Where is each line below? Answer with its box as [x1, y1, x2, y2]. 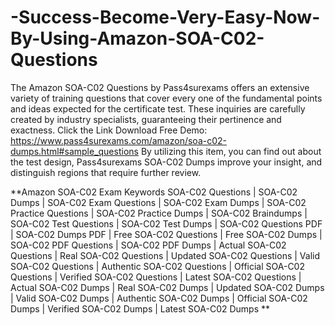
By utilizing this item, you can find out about [140, 145, 322, 157]
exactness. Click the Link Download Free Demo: [10, 124, 208, 136]
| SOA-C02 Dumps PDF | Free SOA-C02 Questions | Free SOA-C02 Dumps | [10, 228, 323, 240]
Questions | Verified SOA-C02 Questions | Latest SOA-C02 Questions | [10, 271, 302, 283]
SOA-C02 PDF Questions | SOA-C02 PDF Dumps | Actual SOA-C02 [10, 239, 287, 251]
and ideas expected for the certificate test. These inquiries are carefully [10, 102, 306, 115]
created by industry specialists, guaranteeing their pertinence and [10, 113, 282, 125]
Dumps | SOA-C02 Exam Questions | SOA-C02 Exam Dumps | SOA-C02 [10, 196, 307, 208]
